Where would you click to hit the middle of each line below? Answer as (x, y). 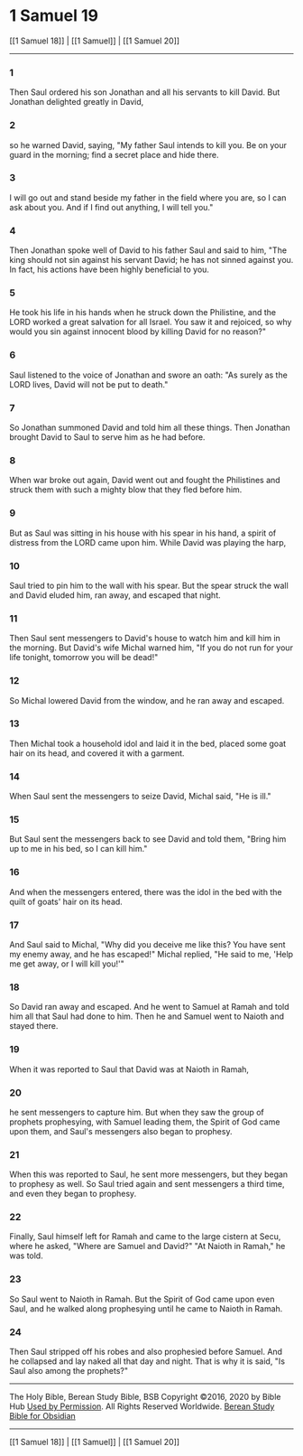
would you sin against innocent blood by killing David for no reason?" (138, 331)
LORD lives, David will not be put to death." (89, 384)
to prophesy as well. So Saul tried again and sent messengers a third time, (147, 1184)
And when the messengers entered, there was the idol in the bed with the (146, 891)
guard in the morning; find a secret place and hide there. (114, 154)
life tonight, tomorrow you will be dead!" (84, 658)
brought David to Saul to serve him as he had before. (107, 437)
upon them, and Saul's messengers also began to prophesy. (121, 1131)
